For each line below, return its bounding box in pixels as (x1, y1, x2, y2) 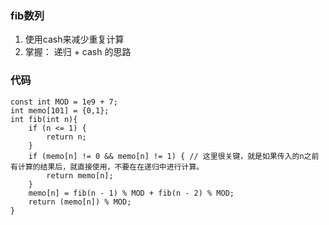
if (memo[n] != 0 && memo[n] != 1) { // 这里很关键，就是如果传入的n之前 (28, 151, 320, 161)
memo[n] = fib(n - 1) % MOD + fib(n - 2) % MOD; (28, 188, 235, 198)
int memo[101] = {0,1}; (10, 105, 110, 116)
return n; (46, 132, 87, 142)
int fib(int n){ (10, 114, 78, 124)
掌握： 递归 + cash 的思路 (24, 46, 132, 58)
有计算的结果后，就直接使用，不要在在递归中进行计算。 (10, 162, 205, 172)
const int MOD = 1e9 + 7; (10, 97, 118, 107)
